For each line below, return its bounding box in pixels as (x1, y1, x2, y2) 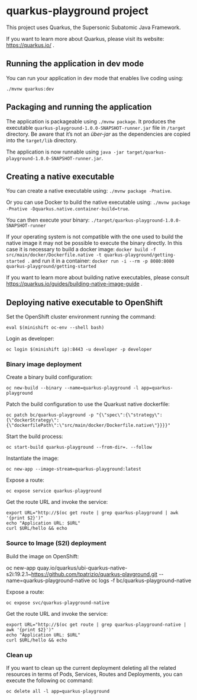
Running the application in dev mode (6, 59, 144, 69)
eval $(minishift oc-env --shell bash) (6, 325, 105, 331)
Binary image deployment (6, 360, 82, 369)
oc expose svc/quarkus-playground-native (6, 600, 110, 606)
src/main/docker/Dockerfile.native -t (6, 252, 102, 258)
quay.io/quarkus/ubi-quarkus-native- (37, 564, 128, 571)
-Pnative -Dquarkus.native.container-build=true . (6, 205, 130, 212)
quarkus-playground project (6, 4, 149, 18)
